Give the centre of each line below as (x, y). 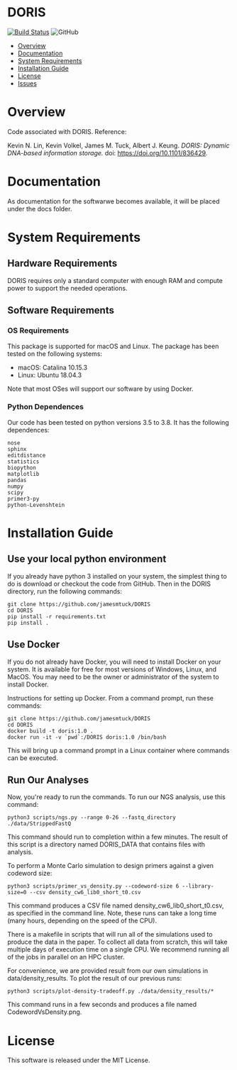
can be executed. (33, 758)
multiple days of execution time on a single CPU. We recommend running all (118, 949)
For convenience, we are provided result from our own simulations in (108, 971)
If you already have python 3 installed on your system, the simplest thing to (117, 576)
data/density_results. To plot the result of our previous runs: (95, 979)
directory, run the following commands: (65, 591)
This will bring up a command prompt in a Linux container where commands (118, 750)
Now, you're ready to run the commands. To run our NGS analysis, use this (116, 797)
